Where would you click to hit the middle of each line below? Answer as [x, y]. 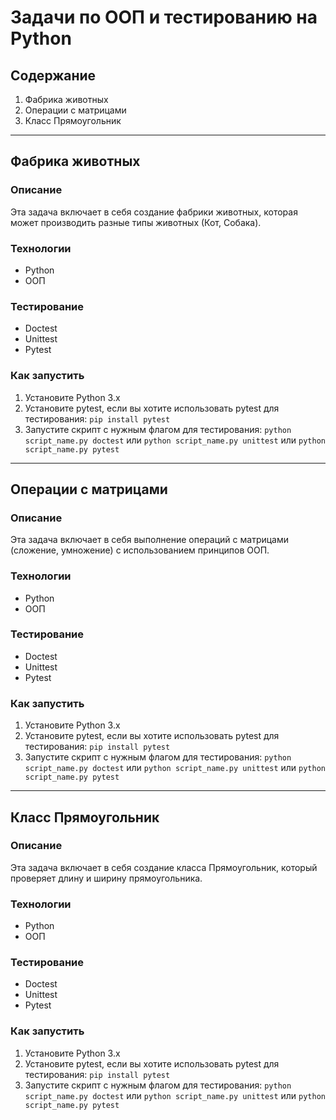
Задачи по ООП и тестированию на [164, 17]
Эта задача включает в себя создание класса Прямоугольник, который [164, 867]
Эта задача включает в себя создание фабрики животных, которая [154, 212]
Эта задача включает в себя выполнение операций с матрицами [150, 540]
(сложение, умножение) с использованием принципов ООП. [140, 550]
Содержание [53, 75]
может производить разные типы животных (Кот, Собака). [136, 222]
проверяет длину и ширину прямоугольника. [106, 878]
